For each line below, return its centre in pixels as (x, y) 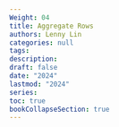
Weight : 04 (30, 17)
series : (24, 92)
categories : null (42, 42)
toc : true (28, 101)
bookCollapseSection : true (59, 109)
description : (34, 59)
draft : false (34, 68)
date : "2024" (34, 76)
